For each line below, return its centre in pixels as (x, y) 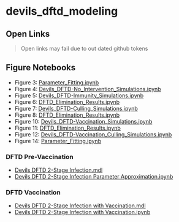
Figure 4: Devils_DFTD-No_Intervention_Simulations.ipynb (88, 89)
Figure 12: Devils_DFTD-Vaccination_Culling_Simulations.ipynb (93, 134)
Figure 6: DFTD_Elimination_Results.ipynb (67, 102)
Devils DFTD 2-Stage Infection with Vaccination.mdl (80, 205)
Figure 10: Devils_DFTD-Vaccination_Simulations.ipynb (83, 121)
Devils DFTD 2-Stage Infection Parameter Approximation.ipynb (94, 177)
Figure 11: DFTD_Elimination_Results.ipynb (67, 128)
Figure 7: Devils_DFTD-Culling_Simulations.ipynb (76, 108)
